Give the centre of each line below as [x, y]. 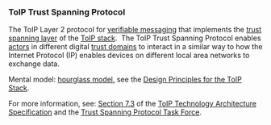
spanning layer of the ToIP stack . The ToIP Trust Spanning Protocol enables [135, 38]
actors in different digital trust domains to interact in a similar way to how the [135, 47]
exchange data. [34, 64]
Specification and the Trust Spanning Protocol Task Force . [105, 112]
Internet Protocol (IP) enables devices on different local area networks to [129, 56]
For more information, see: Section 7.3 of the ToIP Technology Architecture [132, 104]
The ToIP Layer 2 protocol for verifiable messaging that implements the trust [135, 30]
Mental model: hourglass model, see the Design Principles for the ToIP [125, 80]
